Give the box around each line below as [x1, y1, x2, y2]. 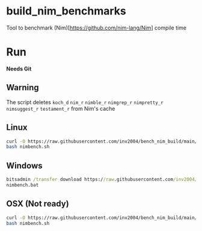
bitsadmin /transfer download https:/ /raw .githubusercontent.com [6, 176, 173, 183]
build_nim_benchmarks [6, 4, 126, 18]
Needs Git [6, 65, 32, 72]
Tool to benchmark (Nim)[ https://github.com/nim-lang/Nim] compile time [6, 24, 187, 31]
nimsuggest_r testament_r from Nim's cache [6, 105, 115, 112]
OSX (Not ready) [6, 199, 69, 209]
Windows [6, 161, 43, 171]
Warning [6, 82, 39, 93]
